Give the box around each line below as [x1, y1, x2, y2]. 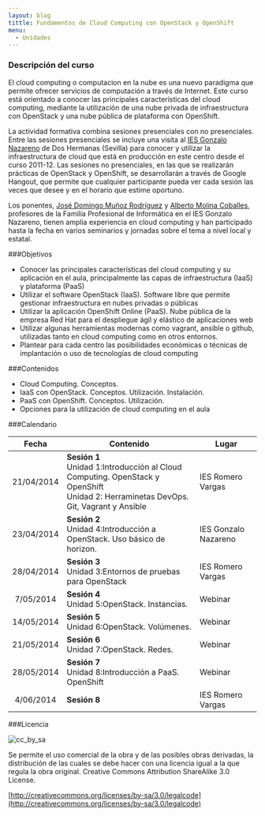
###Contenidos [8, 364, 59, 373]
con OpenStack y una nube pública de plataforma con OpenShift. [8, 111, 220, 121]
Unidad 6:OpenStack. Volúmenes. [66, 621, 192, 632]
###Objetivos [8, 249, 53, 259]
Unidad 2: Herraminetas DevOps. [66, 491, 189, 502]
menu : [8, 26, 26, 34]
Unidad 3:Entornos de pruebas [66, 566, 181, 577]
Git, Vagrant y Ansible [66, 500, 147, 511]
